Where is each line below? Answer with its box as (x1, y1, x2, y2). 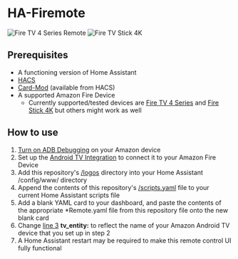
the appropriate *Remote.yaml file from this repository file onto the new (17, 206, 229, 214)
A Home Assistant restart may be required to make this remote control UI (17, 236, 232, 245)
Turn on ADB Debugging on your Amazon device (17, 145, 161, 154)
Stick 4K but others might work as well (28, 105, 143, 115)
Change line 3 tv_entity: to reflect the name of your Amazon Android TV (17, 221, 230, 229)
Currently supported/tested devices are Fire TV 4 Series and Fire (28, 98, 219, 107)
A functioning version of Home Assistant (17, 68, 137, 76)
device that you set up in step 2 (17, 228, 110, 237)
